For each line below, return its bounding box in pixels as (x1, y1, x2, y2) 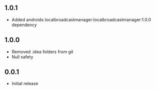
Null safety (11, 54, 33, 60)
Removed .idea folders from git (11, 48, 74, 55)
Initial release (11, 81, 38, 87)
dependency (11, 22, 37, 28)
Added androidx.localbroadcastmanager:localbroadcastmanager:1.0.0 (11, 16, 151, 22)
